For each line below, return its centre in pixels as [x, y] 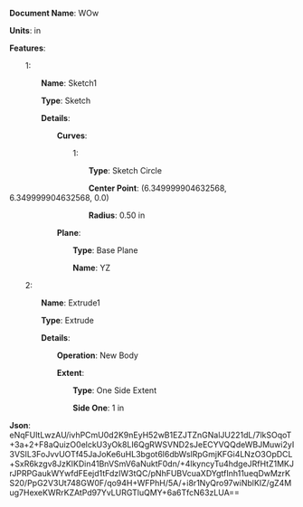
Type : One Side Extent [114, 390]
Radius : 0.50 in [117, 215]
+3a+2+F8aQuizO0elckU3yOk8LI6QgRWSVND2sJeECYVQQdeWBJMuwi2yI [152, 445]
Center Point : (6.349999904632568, [158, 188]
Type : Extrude [68, 320]
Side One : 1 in [99, 408]
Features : [28, 48]
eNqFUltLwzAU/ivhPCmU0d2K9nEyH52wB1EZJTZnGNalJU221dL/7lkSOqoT [151, 435]
